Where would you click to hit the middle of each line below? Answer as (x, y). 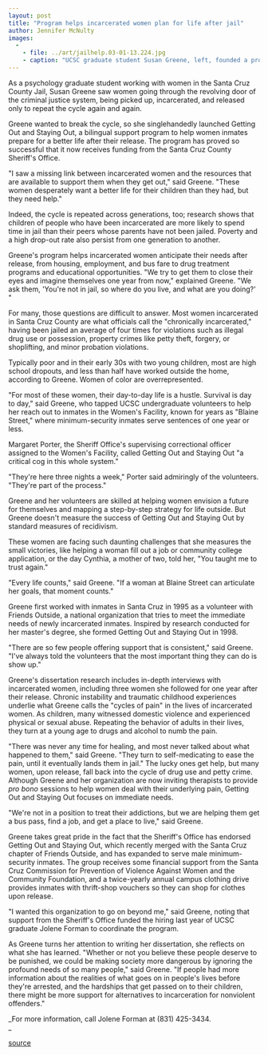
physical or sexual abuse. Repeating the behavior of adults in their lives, (126, 722)
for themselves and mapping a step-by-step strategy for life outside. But (127, 509)
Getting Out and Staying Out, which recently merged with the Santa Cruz (128, 845)
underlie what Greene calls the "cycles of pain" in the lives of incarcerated (130, 705)
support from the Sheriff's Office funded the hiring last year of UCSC (122, 920)
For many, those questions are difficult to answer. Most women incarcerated (133, 313)
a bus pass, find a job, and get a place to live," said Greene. (106, 821)
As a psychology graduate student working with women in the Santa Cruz (129, 83)
